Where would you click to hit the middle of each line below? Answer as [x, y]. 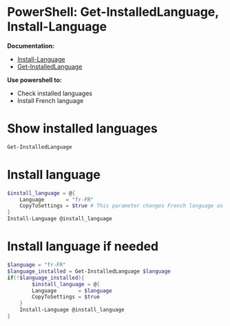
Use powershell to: [34, 79]
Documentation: [31, 46]
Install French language [50, 100]
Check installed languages [55, 93]
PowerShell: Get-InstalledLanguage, [113, 12]
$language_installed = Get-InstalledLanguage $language [89, 271]
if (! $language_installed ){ [46, 278]
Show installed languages [83, 129]
